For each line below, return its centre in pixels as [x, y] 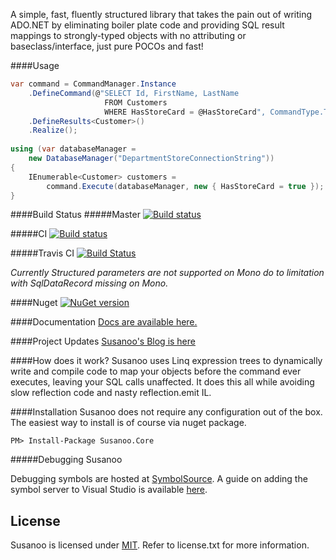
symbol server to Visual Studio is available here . [109, 490]
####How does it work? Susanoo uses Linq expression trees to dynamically [166, 361]
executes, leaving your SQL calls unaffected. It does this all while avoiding [162, 382]
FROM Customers [136, 102]
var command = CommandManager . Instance [93, 84]
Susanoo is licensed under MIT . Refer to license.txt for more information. [160, 545]
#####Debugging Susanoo [66, 460]
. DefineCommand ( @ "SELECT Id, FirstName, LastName [134, 93]
